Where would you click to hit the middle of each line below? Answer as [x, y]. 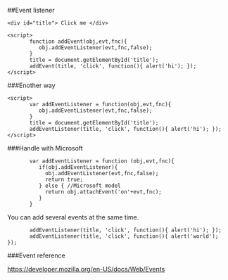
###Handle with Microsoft [45, 148]
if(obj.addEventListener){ [78, 167]
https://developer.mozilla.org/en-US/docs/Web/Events [86, 269]
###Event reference [36, 255]
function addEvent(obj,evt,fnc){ [78, 42]
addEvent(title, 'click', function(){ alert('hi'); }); [113, 66]
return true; [64, 179]
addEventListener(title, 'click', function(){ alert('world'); [124, 236]
